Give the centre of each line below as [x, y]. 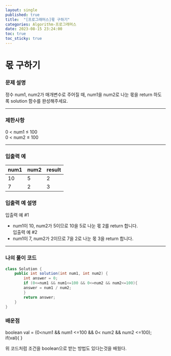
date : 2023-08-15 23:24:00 [34, 29]
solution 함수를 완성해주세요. [39, 101]
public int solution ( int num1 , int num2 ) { [61, 274]
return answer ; [40, 297]
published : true [22, 15]
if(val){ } [14, 338]
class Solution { [24, 269]
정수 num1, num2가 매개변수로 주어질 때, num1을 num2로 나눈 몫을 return [79, 94]
